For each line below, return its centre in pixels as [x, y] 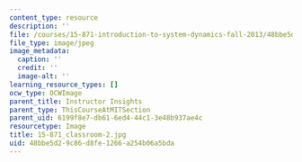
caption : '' [40, 59]
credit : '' [38, 68]
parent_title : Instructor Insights [76, 101]
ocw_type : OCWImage [46, 93]
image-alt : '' [44, 76]
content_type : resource [54, 18]
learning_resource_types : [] [64, 85]
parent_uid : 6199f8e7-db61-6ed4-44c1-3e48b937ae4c [106, 118]
